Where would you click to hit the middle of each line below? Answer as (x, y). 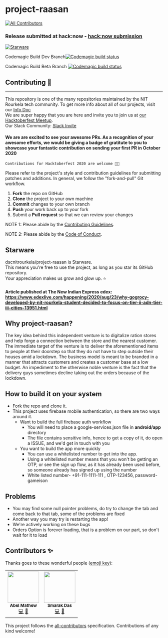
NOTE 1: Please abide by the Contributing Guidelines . (60, 225)
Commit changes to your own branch (51, 204)
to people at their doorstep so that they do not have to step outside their (79, 352)
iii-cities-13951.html (26, 307)
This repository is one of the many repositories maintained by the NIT (77, 99)
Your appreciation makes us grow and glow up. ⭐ (56, 278)
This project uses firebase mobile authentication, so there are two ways (86, 411)
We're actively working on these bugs (51, 525)
